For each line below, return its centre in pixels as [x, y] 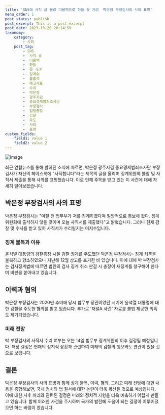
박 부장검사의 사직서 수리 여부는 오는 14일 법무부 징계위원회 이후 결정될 [73, 341]
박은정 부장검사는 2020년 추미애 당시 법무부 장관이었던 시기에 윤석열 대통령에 [80, 302]
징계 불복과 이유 [23, 242]
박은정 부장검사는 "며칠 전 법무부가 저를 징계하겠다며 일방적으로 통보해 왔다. [78, 216]
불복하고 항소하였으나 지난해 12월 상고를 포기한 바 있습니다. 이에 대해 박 [74, 260]
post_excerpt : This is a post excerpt [45, 23]
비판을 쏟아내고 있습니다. [34, 273]
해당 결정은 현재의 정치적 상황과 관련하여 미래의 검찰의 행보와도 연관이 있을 [83, 347]
